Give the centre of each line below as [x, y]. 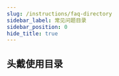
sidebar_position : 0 [37, 27]
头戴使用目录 [35, 64]
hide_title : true [32, 33]
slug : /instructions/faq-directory [59, 14]
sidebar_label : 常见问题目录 [47, 20]
